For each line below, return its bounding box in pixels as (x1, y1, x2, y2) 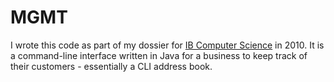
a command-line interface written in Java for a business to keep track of (10, 49, 308, 61)
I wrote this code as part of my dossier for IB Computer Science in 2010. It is (10, 39, 325, 51)
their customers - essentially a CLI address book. (10, 60, 213, 72)
